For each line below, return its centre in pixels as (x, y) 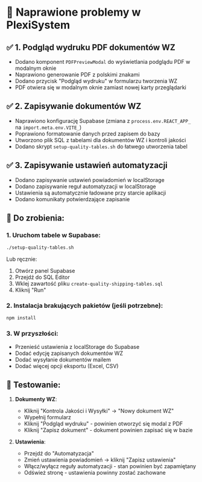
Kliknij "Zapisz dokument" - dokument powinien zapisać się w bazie (108, 430)
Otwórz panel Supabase (45, 271)
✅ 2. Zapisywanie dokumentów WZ (74, 106)
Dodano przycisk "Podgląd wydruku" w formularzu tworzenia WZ (96, 81)
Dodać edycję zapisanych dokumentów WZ (69, 353)
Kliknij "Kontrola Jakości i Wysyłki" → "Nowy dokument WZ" (99, 411)
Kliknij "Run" (30, 290)
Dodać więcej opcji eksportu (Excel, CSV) (67, 366)
